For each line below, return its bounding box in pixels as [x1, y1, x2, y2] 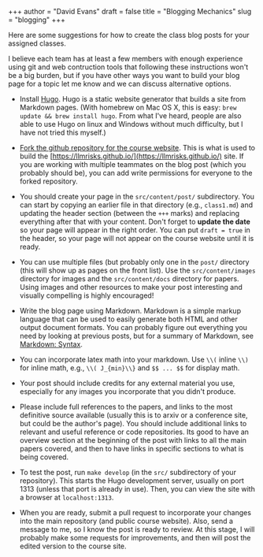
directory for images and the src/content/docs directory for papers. [19, 274, 239, 283]
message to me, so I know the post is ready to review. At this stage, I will [19, 525, 255, 534]
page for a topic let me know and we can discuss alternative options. [8, 79, 232, 88]
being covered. [19, 452, 69, 462]
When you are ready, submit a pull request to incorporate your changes [19, 508, 252, 517]
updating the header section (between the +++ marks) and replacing [19, 209, 240, 217]
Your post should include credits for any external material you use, [19, 378, 235, 388]
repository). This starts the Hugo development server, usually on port [19, 476, 244, 485]
